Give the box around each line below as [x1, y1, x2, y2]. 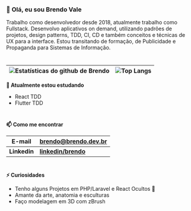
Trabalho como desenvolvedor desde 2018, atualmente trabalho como [6, 19, 178, 26]
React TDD [14, 93, 42, 100]
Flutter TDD [14, 99, 43, 106]
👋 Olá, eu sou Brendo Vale [6, 5, 82, 14]
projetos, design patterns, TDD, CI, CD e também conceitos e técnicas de [6, 32, 186, 39]
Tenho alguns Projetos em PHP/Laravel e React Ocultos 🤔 [14, 185, 155, 192]
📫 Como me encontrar [6, 121, 63, 128]
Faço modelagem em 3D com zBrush [14, 197, 106, 204]
